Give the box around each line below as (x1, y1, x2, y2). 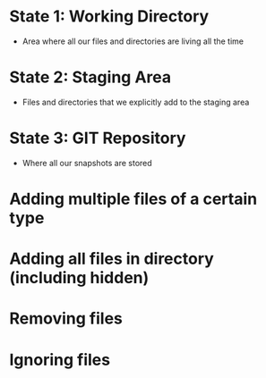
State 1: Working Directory (9, 6, 210, 27)
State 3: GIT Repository (9, 128, 186, 148)
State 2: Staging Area (9, 67, 172, 88)
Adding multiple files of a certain (9, 189, 258, 209)
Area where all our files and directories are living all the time (21, 36, 245, 46)
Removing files (9, 308, 123, 329)
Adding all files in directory (9, 248, 215, 269)
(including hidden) (9, 268, 150, 288)
